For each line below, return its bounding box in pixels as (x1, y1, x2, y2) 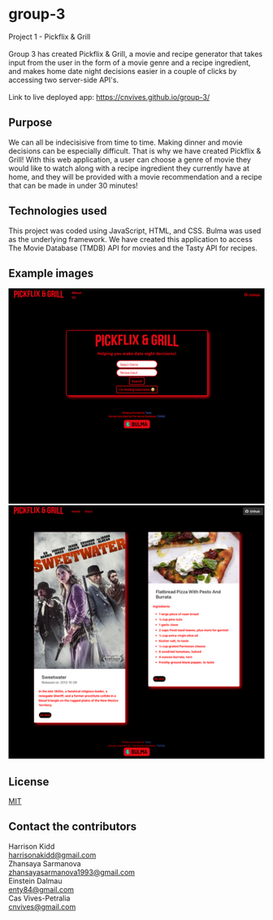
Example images (8, 266, 94, 280)
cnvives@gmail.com (8, 901, 76, 911)
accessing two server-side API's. (8, 75, 119, 85)
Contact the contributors (8, 820, 137, 834)
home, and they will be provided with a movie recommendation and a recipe (8, 171, 262, 181)
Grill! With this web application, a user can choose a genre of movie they (8, 154, 252, 164)
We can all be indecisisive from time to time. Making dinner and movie (8, 137, 243, 147)
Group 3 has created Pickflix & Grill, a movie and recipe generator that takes (8, 49, 263, 59)
